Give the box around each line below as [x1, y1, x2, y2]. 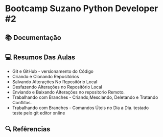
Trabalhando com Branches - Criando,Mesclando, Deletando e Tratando [12, 94, 158, 100]
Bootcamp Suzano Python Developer [5, 3, 158, 14]
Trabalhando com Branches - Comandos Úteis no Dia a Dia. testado [12, 105, 149, 111]
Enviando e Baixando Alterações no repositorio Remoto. [12, 89, 125, 95]
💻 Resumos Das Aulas [5, 53, 75, 61]
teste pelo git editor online [12, 110, 65, 116]
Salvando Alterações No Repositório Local [12, 79, 98, 85]
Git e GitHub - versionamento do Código [12, 68, 94, 74]
